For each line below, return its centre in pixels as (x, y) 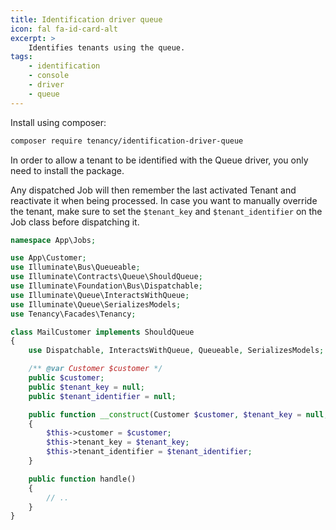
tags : (21, 57)
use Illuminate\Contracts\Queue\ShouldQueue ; (106, 277)
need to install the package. (67, 170)
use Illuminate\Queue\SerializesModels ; (96, 304)
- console (49, 76)
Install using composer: (58, 122)
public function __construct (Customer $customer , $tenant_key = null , (178, 414)
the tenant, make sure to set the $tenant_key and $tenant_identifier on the (166, 211)
